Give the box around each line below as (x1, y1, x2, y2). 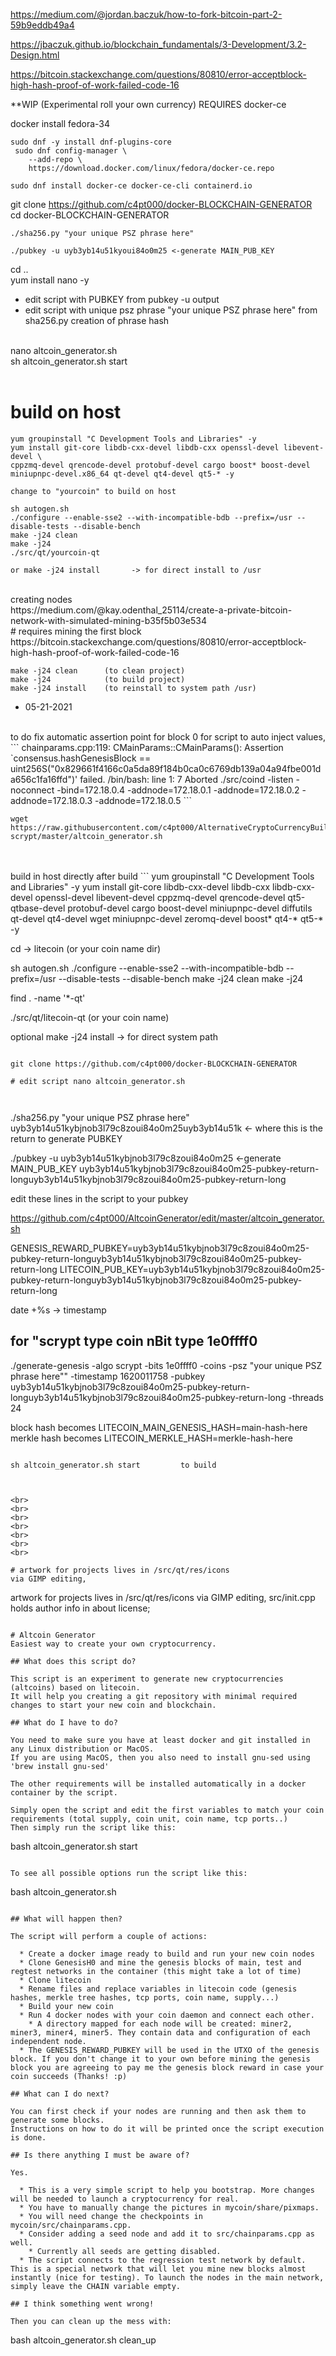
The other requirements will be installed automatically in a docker (10, 1779, 307, 1789)
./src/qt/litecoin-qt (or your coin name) (10, 1011, 170, 1023)
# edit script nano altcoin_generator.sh (10, 1076, 186, 1086)
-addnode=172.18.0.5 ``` (94, 794, 193, 806)
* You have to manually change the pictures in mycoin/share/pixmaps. (19, 2202, 320, 2213)
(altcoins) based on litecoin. (10, 1682, 141, 1693)
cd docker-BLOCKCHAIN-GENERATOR (10, 209, 170, 221)
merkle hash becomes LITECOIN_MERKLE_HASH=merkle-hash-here (10, 1432, 293, 1444)
